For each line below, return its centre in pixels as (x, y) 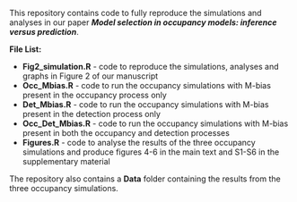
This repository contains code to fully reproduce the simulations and (135, 13)
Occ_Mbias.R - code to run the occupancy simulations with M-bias (147, 85)
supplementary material (66, 161)
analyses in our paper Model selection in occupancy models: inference (143, 22)
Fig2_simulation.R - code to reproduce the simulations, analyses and (151, 67)
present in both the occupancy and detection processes (126, 133)
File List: (26, 49)
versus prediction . (44, 32)
